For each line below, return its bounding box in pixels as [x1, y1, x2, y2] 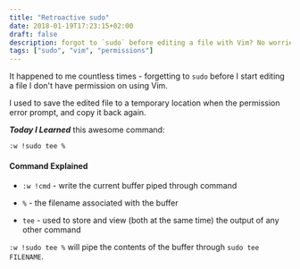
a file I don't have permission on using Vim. [9, 80, 168, 91]
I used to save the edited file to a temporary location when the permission [9, 97, 280, 108]
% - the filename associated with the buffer [21, 198, 179, 208]
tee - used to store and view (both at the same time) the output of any [21, 215, 279, 226]
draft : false [9, 29, 58, 38]
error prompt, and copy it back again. [9, 107, 146, 118]
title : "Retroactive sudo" [9, 13, 110, 22]
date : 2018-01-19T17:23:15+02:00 [9, 21, 134, 30]
